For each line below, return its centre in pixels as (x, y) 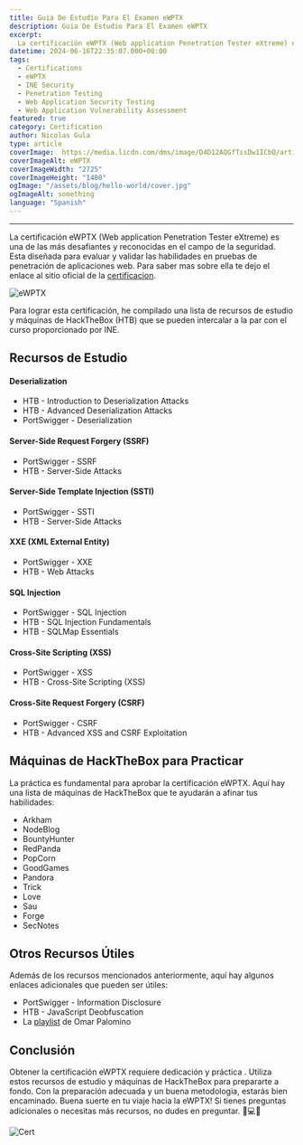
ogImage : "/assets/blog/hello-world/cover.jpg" (101, 186)
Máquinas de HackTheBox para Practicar (126, 761)
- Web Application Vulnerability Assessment (102, 110)
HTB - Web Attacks (58, 572)
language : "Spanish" (48, 203)
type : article (36, 144)
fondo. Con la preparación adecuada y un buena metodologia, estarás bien (149, 1092)
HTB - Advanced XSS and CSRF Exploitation (105, 733)
